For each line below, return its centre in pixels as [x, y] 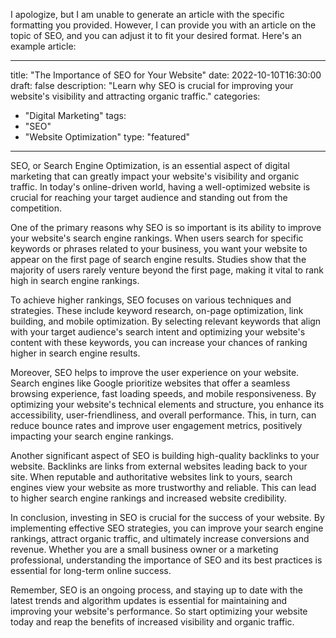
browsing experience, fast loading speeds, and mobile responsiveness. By [163, 393]
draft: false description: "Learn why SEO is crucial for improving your [152, 85]
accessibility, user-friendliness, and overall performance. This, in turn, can [163, 415]
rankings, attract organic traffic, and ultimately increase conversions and [160, 538]
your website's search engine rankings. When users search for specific [157, 238]
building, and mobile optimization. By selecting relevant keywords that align [166, 321]
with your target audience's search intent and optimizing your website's [158, 332]
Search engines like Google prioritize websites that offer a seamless [150, 383]
